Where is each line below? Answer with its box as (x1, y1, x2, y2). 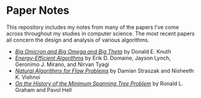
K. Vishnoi (14, 73, 40, 81)
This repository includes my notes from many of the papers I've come (6, 23, 179, 31)
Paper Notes (6, 4, 70, 17)
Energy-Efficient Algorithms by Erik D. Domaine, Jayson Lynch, (14, 54, 171, 61)
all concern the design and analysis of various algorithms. (6, 36, 149, 43)
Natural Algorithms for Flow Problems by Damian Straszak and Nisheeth (14, 67, 194, 74)
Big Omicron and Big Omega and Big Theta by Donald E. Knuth (14, 47, 172, 55)
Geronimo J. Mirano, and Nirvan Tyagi (14, 61, 110, 68)
